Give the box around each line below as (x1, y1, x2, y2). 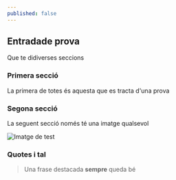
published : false (7, 10, 57, 17)
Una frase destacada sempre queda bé (23, 166, 136, 174)
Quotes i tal (7, 149, 46, 159)
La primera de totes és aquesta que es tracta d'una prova (7, 87, 170, 95)
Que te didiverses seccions (7, 54, 85, 62)
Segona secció (7, 104, 58, 113)
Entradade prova (7, 36, 80, 47)
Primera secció (7, 71, 58, 80)
